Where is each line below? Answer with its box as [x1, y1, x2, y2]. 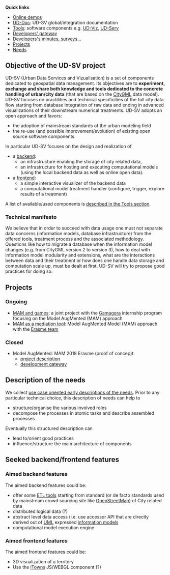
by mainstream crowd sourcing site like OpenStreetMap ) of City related [12, 497, 162, 503]
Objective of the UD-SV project [5, 61, 106, 70]
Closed [5, 338, 23, 346]
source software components [12, 133, 75, 139]
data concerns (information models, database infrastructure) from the [5, 231, 152, 237]
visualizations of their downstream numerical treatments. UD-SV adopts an [5, 107, 162, 113]
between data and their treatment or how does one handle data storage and [5, 257, 164, 264]
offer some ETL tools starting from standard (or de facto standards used [12, 492, 164, 498]
